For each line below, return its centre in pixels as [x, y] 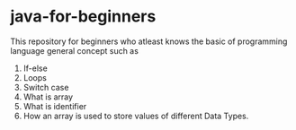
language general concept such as [74, 50]
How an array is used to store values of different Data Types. [136, 116]
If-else [35, 68]
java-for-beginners [83, 17]
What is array [48, 97]
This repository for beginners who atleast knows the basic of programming [149, 41]
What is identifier [55, 106]
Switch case [46, 87]
